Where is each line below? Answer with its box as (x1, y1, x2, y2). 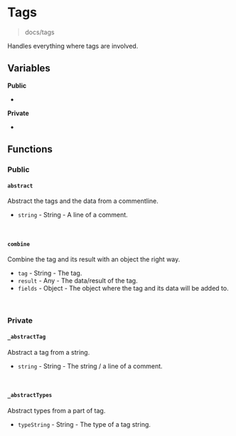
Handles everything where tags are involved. (7, 41, 139, 50)
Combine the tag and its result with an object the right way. (7, 255, 181, 264)
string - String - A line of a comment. (17, 211, 128, 219)
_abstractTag (7, 333, 46, 341)
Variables (7, 62, 51, 75)
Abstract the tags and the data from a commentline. (7, 197, 159, 205)
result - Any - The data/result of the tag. (17, 276, 138, 285)
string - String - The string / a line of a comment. (17, 361, 163, 370)
